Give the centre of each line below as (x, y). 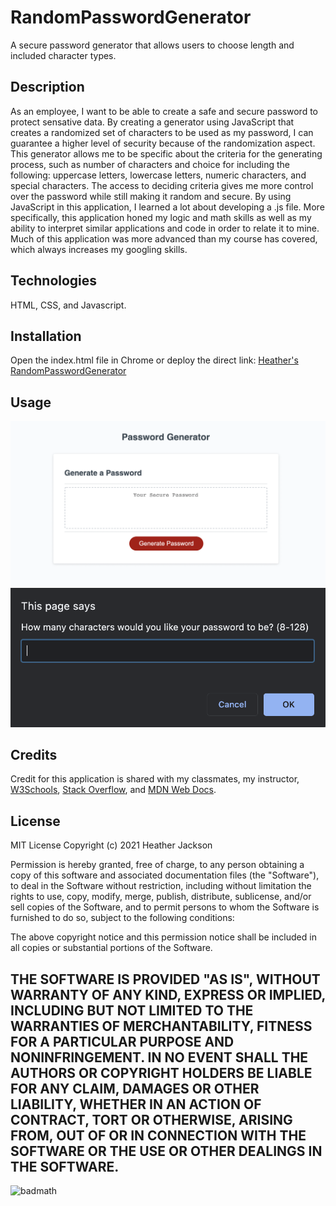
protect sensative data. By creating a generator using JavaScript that (152, 122)
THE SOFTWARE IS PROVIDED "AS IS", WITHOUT (165, 979)
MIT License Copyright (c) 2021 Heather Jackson (111, 845)
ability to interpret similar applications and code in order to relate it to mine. (165, 228)
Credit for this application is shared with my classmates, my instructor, (155, 779)
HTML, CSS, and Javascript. (68, 305)
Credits (34, 754)
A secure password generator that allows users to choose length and (152, 45)
